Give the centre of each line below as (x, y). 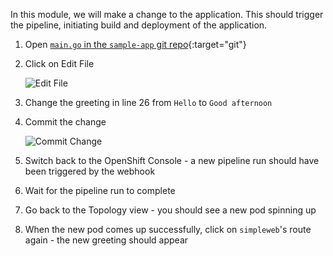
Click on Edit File (59, 63)
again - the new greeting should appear (106, 240)
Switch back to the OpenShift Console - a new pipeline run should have (172, 160)
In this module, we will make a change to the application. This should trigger (167, 14)
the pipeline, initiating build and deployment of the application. (139, 25)
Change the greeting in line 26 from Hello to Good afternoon (148, 102)
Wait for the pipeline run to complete (100, 190)
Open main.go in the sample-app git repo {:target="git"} (135, 44)
